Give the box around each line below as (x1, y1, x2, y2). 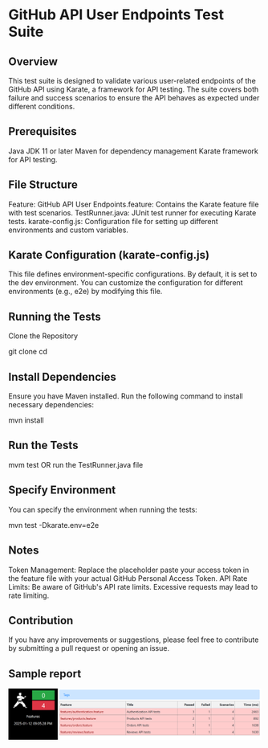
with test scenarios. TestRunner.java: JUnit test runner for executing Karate (8, 207, 257, 218)
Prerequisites (8, 125, 77, 138)
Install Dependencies (8, 370, 116, 383)
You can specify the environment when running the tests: (8, 505, 198, 514)
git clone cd (8, 347, 48, 357)
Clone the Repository (8, 331, 79, 341)
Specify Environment (8, 484, 116, 497)
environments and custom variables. (8, 225, 128, 235)
